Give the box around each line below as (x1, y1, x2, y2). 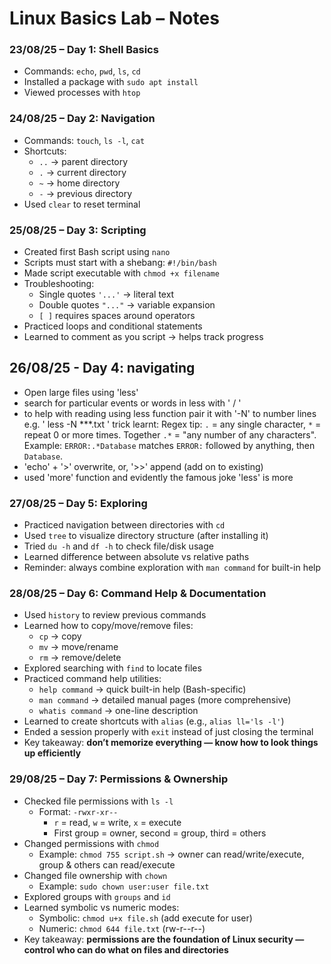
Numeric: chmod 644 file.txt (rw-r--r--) (38, 922, 206, 934)
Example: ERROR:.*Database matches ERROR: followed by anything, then (23, 439, 316, 451)
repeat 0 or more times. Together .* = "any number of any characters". (23, 428, 317, 441)
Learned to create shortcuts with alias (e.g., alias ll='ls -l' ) (23, 715, 285, 727)
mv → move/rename (38, 641, 119, 653)
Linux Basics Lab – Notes (9, 7, 220, 30)
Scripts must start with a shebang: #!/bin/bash (23, 257, 217, 269)
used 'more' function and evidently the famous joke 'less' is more (23, 471, 294, 483)
